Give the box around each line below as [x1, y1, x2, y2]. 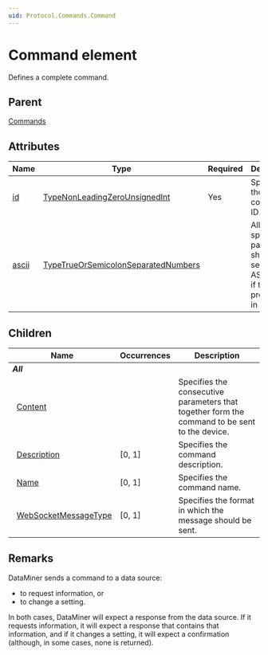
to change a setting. [19, 597, 86, 606]
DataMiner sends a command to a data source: [8, 573, 162, 582]
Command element [8, 45, 137, 64]
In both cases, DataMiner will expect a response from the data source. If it [8, 612, 251, 622]
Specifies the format [178, 495, 255, 506]
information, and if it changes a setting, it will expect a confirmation [8, 629, 230, 638]
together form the [178, 406, 245, 417]
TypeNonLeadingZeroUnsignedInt [42, 192, 171, 203]
